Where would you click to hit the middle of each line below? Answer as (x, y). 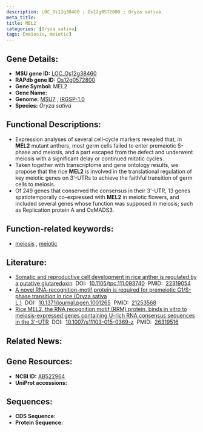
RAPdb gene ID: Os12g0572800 (55, 80)
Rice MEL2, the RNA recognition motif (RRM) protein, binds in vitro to (101, 309)
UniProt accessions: (41, 382)
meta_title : (21, 18)
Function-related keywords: (60, 229)
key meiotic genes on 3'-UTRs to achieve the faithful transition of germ (104, 178)
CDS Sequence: (35, 416)
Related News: (34, 341)
